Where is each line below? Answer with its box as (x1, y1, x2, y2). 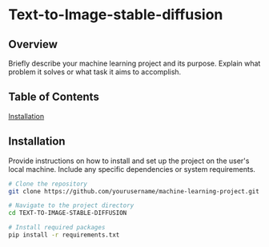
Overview (8, 38, 58, 51)
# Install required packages (8, 224, 106, 232)
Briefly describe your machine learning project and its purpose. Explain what (8, 58, 261, 68)
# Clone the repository (8, 180, 88, 188)
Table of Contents (8, 90, 100, 104)
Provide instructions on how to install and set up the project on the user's (8, 156, 250, 165)
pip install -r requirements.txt (8, 231, 120, 239)
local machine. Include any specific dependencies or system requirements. (8, 164, 256, 173)
